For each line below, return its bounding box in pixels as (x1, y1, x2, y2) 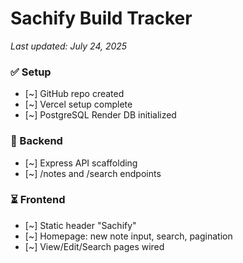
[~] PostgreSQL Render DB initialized (24, 109, 177, 121)
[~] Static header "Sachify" (24, 219, 137, 231)
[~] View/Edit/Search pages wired (24, 240, 165, 252)
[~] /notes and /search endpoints (24, 167, 162, 179)
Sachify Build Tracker (10, 7, 193, 30)
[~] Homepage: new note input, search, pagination (24, 230, 233, 242)
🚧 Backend (10, 134, 63, 148)
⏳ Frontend (10, 193, 66, 207)
